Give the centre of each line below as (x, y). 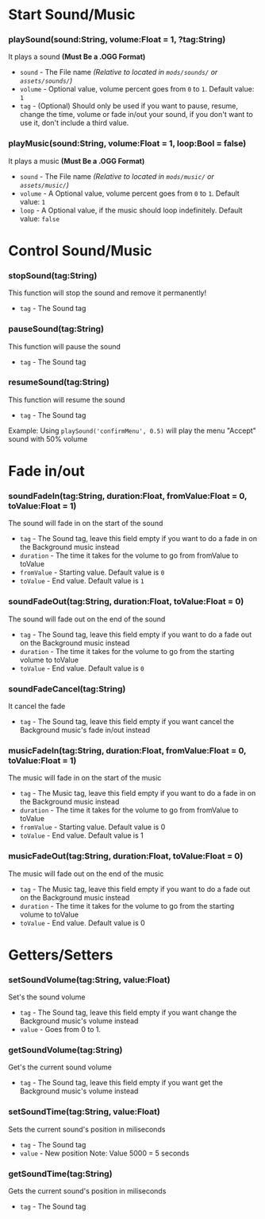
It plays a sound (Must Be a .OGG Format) (77, 56)
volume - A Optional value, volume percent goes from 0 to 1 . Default (129, 193)
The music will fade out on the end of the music (86, 874)
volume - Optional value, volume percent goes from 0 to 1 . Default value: (137, 89)
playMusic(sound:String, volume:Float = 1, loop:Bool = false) (127, 143)
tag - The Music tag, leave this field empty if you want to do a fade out (135, 889)
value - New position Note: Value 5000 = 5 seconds (104, 1153)
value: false (40, 218)
